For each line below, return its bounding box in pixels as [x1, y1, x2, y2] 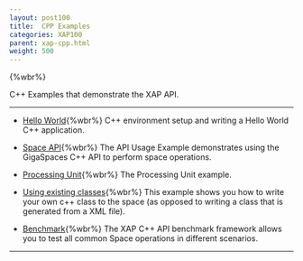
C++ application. [22, 125, 85, 135]
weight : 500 [9, 47, 54, 56]
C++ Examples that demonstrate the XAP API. [9, 89, 179, 100]
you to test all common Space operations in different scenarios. [22, 233, 259, 244]
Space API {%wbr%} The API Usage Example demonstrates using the [22, 142, 280, 154]
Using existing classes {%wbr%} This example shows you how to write [22, 187, 285, 198]
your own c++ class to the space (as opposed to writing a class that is [22, 196, 284, 208]
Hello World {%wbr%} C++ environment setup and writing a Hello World [22, 115, 289, 126]
